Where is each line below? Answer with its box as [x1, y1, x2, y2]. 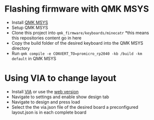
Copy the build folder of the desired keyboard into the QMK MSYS [11, 40, 143, 46]
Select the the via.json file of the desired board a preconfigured [11, 104, 139, 110]
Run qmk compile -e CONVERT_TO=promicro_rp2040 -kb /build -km [11, 50, 142, 56]
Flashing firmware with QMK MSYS [4, 3, 149, 15]
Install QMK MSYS [11, 19, 48, 25]
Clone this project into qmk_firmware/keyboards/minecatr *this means [11, 30, 149, 35]
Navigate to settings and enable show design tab [11, 94, 109, 100]
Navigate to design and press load [11, 99, 80, 105]
